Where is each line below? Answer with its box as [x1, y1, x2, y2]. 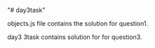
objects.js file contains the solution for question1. [7, 19, 149, 27]
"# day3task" [7, 6, 46, 14]
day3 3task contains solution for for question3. [7, 33, 142, 41]
